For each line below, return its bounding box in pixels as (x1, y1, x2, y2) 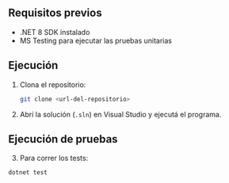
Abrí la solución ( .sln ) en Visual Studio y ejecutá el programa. (19, 109, 222, 119)
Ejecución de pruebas (8, 132, 118, 146)
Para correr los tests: (19, 154, 89, 163)
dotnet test (8, 169, 48, 177)
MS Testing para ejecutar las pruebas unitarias (19, 36, 173, 45)
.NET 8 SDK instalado (19, 27, 90, 36)
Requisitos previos (8, 6, 102, 20)
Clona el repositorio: (19, 79, 86, 90)
